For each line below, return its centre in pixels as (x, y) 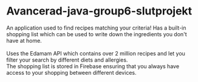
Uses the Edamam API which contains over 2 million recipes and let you (96, 53)
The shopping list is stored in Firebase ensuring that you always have (93, 66)
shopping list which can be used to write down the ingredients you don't (97, 34)
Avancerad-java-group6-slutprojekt (99, 11)
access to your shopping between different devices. (71, 72)
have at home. (24, 40)
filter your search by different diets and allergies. (67, 60)
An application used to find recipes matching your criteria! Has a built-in (96, 28)
